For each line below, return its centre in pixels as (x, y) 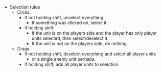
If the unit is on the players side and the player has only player (94, 33)
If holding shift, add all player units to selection (71, 64)
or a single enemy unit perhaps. (63, 59)
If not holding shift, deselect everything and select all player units (90, 54)
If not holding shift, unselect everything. (65, 17)
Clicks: (24, 12)
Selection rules (25, 7)
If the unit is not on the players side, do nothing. (80, 43)
